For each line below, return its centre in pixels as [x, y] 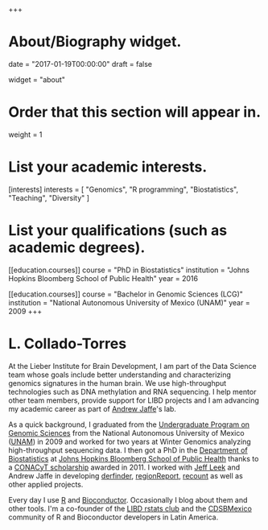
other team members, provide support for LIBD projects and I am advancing [134, 400]
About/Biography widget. [95, 42]
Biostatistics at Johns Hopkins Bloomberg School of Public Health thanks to [134, 458]
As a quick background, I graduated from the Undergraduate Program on [129, 424]
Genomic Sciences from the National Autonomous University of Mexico [126, 433]
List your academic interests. [108, 167]
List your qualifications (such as [118, 230]
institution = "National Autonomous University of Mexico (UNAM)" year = [130, 302]
